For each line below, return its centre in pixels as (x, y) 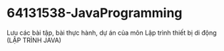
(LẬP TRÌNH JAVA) (34, 40)
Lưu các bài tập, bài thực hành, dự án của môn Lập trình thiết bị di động (112, 33)
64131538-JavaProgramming (95, 13)
